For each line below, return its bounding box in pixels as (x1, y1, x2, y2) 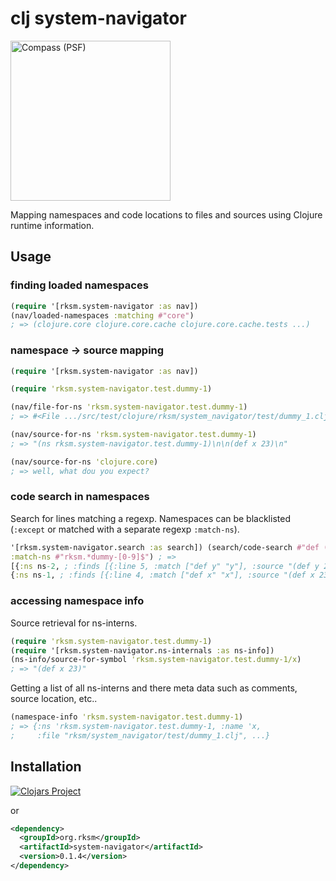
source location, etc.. (10, 693, 98, 705)
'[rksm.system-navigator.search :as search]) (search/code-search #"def (10, 542, 320, 552)
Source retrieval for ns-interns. (10, 617, 138, 629)
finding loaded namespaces (10, 278, 149, 292)
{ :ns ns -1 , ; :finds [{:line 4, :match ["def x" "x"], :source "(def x (10, 570, 315, 581)
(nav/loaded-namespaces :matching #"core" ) (10, 310, 195, 321)
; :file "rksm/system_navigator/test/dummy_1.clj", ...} (10, 730, 271, 741)
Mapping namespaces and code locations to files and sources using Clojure (10, 208, 323, 221)
